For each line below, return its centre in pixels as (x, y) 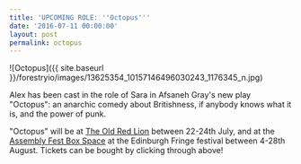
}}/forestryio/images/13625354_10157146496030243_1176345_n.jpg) (136, 78)
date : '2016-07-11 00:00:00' (64, 26)
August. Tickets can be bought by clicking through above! (116, 151)
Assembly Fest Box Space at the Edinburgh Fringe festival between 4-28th (147, 141)
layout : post (34, 34)
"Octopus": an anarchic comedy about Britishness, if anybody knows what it (150, 105)
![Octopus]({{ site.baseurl (57, 68)
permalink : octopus (46, 43)
